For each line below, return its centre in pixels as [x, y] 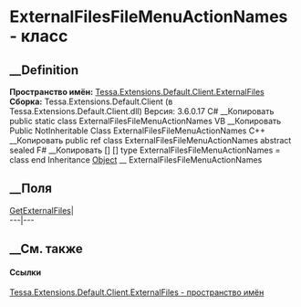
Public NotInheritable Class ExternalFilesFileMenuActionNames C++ [138, 131]
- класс [39, 36]
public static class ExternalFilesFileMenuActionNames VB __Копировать [145, 121]
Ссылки [26, 272]
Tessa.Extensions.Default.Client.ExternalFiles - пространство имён [137, 292]
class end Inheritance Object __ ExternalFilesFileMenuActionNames [136, 160]
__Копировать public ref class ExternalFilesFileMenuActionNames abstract [150, 140]
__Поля [31, 189]
